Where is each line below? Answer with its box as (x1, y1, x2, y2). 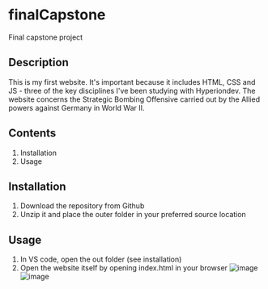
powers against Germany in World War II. (8, 103, 145, 112)
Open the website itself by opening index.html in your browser (19, 263, 228, 273)
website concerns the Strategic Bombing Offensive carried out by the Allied (8, 94, 261, 104)
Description (8, 56, 69, 69)
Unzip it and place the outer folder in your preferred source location (19, 210, 247, 220)
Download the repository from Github (19, 201, 145, 211)
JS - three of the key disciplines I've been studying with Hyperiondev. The (8, 86, 256, 95)
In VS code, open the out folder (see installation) (19, 254, 182, 264)
